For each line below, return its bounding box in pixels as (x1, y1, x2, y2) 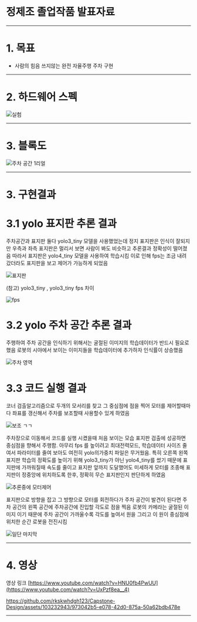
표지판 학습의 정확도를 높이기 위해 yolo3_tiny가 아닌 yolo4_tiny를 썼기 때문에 (6, 456, 182, 464)
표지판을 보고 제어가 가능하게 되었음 (26, 259, 108, 266)
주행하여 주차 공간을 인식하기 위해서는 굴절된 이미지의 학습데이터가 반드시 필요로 (6, 339, 189, 346)
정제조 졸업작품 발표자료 (6, 5, 116, 19)
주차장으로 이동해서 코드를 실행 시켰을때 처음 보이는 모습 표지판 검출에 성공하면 (6, 434, 186, 441)
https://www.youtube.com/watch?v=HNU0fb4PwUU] (29, 579, 158, 586)
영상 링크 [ (6, 579, 30, 586)
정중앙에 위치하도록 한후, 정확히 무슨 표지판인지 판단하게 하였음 (21, 471, 166, 478)
